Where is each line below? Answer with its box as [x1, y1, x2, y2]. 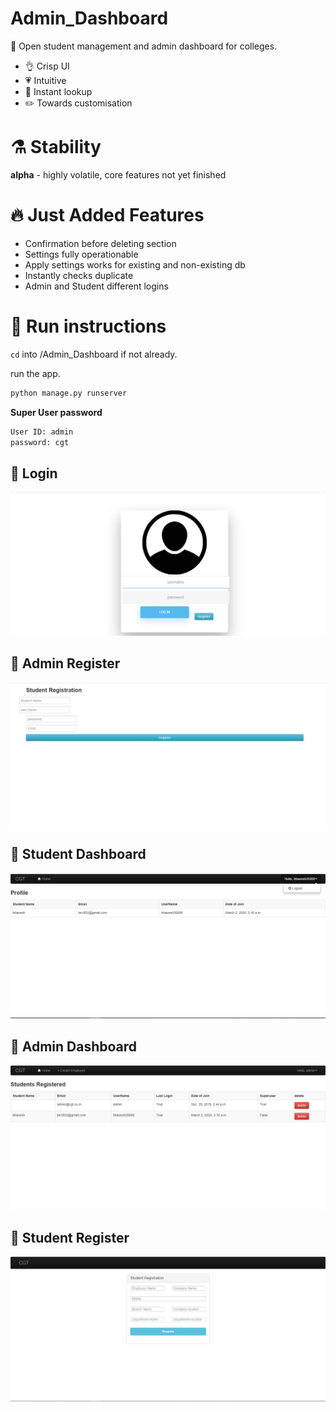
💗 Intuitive [24, 74, 67, 86]
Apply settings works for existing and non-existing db [24, 258, 246, 271]
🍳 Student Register [10, 1229, 130, 1246]
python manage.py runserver [10, 388, 128, 398]
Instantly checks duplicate [24, 269, 134, 281]
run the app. [10, 367, 61, 379]
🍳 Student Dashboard [10, 845, 147, 862]
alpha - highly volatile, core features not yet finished [10, 168, 227, 181]
